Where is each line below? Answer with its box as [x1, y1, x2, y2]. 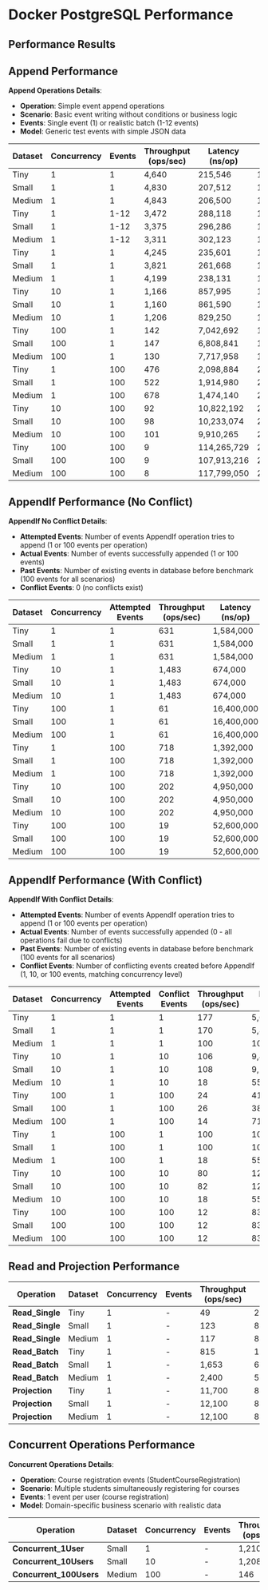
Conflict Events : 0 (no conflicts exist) [19, 583, 144, 592]
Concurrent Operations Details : [8, 1459, 114, 1468]
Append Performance [8, 64, 118, 78]
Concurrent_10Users [12, 1556, 94, 1567]
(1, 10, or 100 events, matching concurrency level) [19, 970, 183, 979]
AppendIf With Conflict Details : [8, 895, 114, 904]
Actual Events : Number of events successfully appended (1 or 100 [19, 549, 239, 559]
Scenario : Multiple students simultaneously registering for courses [19, 1483, 240, 1492]
